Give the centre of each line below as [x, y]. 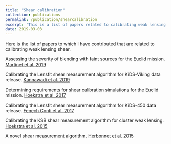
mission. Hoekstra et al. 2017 [36, 95]
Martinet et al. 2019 [26, 65]
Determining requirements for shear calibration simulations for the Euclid [82, 90]
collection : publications [33, 15]
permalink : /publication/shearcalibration [51, 19]
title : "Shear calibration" [35, 10]
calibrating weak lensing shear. [38, 49]
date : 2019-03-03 [24, 29]
